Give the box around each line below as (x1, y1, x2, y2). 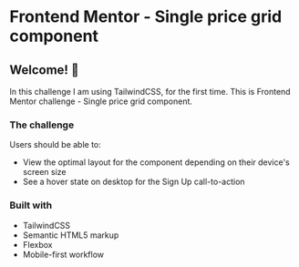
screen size (22, 167, 67, 178)
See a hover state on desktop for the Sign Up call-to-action (22, 176, 245, 188)
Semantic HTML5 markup (22, 230, 119, 241)
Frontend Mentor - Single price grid (9, 6, 283, 27)
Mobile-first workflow (22, 249, 105, 260)
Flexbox (22, 239, 53, 250)
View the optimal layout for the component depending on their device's (22, 157, 290, 168)
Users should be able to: (9, 139, 102, 150)
